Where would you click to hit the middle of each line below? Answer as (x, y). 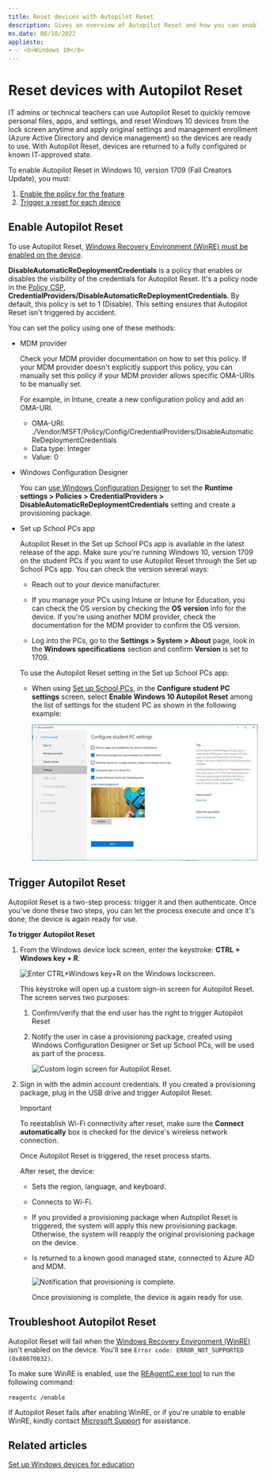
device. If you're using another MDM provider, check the (123, 616)
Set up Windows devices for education (71, 1464)
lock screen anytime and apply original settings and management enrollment (133, 129)
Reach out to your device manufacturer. (96, 584)
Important (36, 1108)
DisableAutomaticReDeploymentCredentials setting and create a (127, 504)
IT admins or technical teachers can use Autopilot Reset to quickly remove (129, 113)
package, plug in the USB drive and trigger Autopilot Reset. (116, 1093)
